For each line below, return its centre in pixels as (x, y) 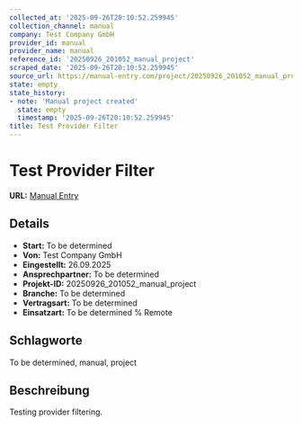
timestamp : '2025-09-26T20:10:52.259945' (96, 118)
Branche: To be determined (74, 293)
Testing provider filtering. (56, 412)
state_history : (38, 93)
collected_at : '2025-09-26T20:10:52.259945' (94, 18)
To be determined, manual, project (73, 362)
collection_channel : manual (62, 26)
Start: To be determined (67, 245)
